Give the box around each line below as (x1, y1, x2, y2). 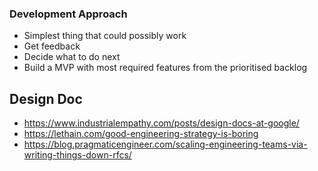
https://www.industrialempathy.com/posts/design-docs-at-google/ (23, 117, 300, 129)
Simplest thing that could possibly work (23, 30, 187, 42)
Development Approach (9, 7, 128, 21)
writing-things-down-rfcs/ (23, 149, 132, 161)
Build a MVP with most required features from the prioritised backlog (23, 62, 308, 74)
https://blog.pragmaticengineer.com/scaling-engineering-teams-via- (23, 138, 308, 151)
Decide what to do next (23, 51, 121, 63)
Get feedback (23, 40, 81, 52)
